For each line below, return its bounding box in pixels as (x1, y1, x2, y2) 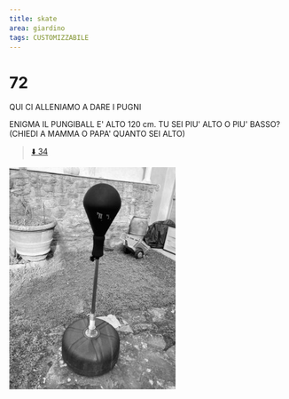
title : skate (9, 14, 58, 23)
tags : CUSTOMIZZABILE (9, 33, 90, 42)
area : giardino (9, 23, 66, 33)
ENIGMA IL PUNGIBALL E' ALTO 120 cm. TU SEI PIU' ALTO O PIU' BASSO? (9, 119, 281, 130)
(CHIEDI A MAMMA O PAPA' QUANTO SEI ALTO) (9, 129, 186, 140)
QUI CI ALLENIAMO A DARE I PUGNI (9, 102, 142, 113)
